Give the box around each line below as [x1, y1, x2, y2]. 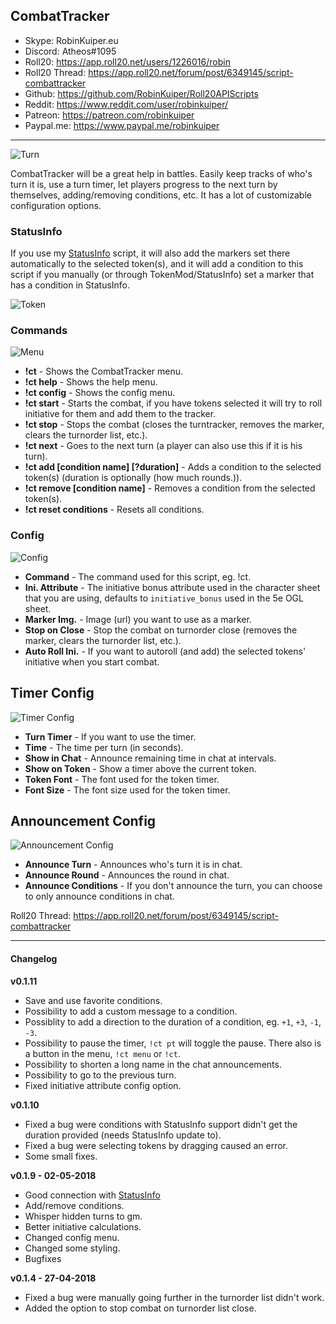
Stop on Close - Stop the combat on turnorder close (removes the [24, 624, 298, 636]
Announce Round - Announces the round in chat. [24, 869, 230, 881]
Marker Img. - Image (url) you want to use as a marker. [24, 613, 252, 625]
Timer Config [10, 685, 95, 702]
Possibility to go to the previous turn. [24, 1069, 177, 1081]
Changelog [10, 952, 58, 964]
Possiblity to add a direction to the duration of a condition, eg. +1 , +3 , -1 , [24, 1015, 322, 1028]
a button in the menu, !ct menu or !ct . [24, 1047, 181, 1059]
